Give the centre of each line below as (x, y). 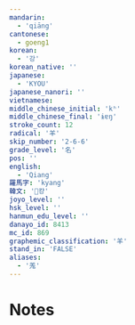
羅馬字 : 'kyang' (37, 183)
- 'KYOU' (33, 84)
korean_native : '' (43, 68)
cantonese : (29, 34)
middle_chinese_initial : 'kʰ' (65, 109)
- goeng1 (33, 42)
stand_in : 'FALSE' (43, 249)
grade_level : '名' (43, 150)
